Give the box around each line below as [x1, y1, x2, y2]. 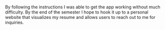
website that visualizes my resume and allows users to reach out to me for [5, 15, 156, 20]
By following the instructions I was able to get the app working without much [5, 4, 161, 10]
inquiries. [5, 19, 24, 25]
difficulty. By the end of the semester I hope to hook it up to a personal [5, 9, 149, 15]
